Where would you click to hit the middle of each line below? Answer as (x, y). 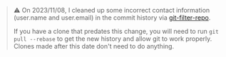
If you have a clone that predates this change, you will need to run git (116, 31)
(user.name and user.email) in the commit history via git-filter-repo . (112, 18)
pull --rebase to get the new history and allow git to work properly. (113, 39)
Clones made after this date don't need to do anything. (94, 46)
